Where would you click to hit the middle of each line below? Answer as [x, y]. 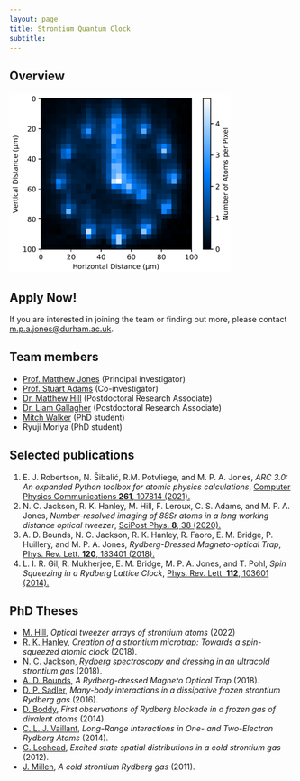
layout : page [34, 19]
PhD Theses [44, 611]
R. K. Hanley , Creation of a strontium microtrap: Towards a [131, 642]
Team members [54, 357]
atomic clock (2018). [100, 652]
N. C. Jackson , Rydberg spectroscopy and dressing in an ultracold [146, 661]
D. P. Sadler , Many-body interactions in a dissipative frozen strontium [151, 690]
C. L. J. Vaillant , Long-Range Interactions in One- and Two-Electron [148, 729]
